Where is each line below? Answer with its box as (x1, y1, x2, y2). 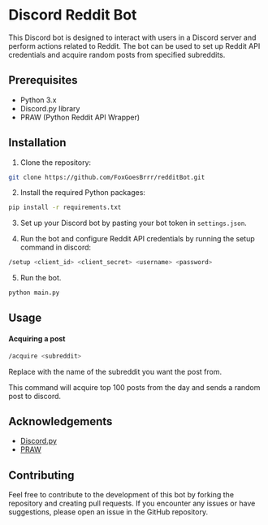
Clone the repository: (19, 157, 92, 167)
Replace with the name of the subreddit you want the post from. (8, 367, 223, 376)
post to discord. (8, 391, 62, 401)
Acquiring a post (8, 334, 66, 344)
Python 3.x (19, 95, 57, 105)
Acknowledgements (8, 414, 113, 428)
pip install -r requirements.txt (8, 203, 122, 212)
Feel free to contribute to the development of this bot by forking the (8, 490, 234, 500)
